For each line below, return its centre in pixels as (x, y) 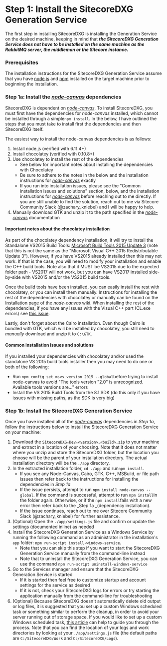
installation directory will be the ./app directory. (61, 463)
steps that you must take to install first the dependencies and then (73, 124)
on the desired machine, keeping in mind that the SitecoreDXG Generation (82, 39)
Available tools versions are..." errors (50, 387)
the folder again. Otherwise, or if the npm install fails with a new (86, 500)
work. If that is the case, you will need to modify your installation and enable (83, 261)
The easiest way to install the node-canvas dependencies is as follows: (78, 139)
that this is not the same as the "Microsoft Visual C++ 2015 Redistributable (82, 250)
